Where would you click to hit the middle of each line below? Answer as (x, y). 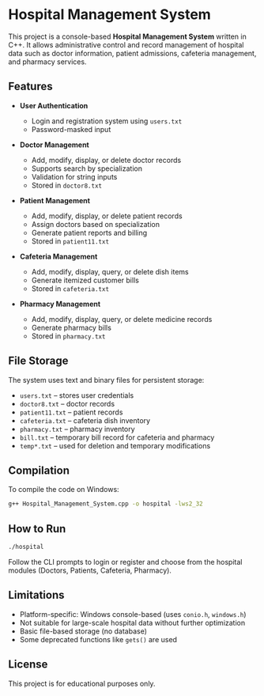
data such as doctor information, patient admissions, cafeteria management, (132, 53)
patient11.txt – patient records (71, 412)
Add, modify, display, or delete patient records (107, 216)
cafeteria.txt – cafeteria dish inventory (85, 420)
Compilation (39, 470)
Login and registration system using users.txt (107, 121)
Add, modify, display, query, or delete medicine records (122, 319)
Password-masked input (71, 129)
